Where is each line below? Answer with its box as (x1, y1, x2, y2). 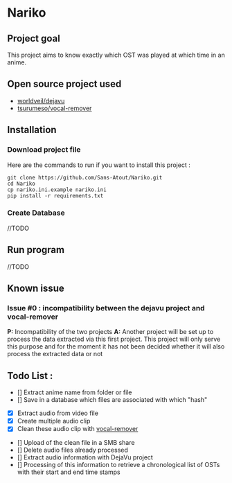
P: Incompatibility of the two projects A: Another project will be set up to (7, 328, 214, 336)
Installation (7, 124, 57, 136)
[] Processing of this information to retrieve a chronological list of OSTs (17, 461, 220, 469)
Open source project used (7, 78, 122, 90)
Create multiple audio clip (17, 417, 91, 425)
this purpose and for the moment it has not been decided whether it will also (7, 342, 225, 351)
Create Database (7, 208, 65, 218)
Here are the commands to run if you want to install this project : (7, 161, 190, 169)
